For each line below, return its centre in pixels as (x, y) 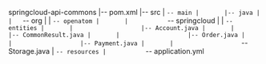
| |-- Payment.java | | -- (128, 43)
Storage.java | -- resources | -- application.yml (106, 51)
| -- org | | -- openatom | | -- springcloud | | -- (121, 21)
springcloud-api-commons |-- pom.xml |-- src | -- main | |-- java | (134, 12)
